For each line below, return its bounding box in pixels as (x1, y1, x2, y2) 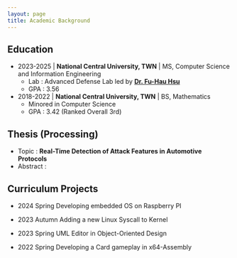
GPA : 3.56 (28, 85, 60, 93)
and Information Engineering (17, 70, 101, 78)
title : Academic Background (7, 17, 91, 24)
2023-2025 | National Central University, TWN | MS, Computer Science (17, 62, 231, 71)
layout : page (7, 10, 46, 18)
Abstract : (17, 162, 47, 171)
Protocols (17, 154, 48, 163)
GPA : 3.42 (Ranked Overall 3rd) (28, 107, 122, 116)
